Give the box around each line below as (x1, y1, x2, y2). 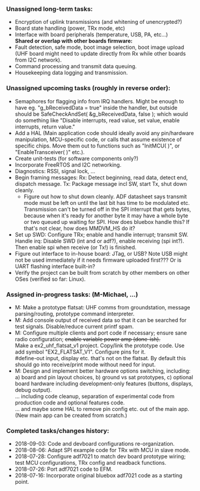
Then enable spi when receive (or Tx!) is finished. (14, 244, 137, 251)
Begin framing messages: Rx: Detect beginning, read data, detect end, (14, 174, 188, 181)
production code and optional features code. (14, 399, 125, 406)
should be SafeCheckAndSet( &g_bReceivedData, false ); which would (14, 110, 188, 118)
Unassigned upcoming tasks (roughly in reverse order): (6, 84, 171, 93)
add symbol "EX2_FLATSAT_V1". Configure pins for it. (14, 348, 146, 355)
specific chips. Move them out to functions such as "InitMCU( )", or (14, 142, 180, 149)
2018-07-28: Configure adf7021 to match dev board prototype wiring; (14, 453, 186, 460)
